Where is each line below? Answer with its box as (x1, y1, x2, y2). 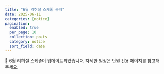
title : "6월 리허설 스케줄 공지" (5, 7, 65, 12)
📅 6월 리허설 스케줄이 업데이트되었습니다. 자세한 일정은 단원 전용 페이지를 (5, 57, 147, 64)
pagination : (5, 21, 30, 26)
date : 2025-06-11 (5, 12, 41, 17)
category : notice (9, 39, 45, 44)
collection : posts (9, 35, 48, 40)
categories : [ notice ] (5, 16, 50, 21)
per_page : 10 (9, 30, 37, 35)
